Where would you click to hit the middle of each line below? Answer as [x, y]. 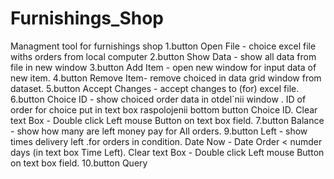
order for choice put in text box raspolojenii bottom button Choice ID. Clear [164, 109]
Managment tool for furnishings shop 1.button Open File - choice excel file [163, 46]
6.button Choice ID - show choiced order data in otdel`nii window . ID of [158, 99]
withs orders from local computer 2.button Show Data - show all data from [163, 56]
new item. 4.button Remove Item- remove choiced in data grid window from [166, 78]
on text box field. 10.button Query [79, 163]
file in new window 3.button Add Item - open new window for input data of [163, 67]
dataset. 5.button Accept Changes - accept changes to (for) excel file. [155, 88]
